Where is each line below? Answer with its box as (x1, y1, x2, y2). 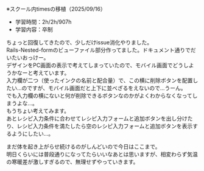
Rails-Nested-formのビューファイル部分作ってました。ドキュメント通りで (6, 46, 191, 54)
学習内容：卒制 (15, 26, 53, 33)
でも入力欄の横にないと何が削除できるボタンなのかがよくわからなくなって (6, 92, 193, 99)
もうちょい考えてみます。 (6, 107, 70, 114)
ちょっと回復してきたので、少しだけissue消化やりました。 (6, 39, 153, 46)
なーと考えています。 (16, 69, 70, 76)
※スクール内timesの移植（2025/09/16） (6, 5, 106, 12)
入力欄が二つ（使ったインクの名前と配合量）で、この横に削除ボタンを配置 (6, 77, 193, 84)
